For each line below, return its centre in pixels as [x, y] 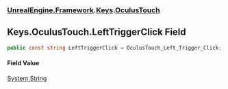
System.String [27, 78]
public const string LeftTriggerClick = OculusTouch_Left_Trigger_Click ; [115, 48]
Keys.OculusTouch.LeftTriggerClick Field [97, 32]
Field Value [23, 63]
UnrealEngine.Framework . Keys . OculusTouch [84, 10]
